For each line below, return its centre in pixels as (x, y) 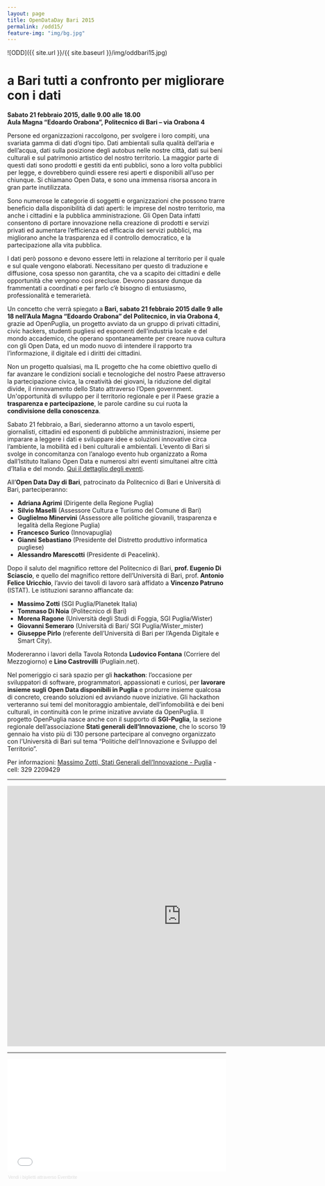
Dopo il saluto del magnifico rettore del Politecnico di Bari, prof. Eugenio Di (115, 568)
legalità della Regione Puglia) (59, 525)
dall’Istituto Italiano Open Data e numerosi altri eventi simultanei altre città (112, 461)
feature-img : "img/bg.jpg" (46, 33)
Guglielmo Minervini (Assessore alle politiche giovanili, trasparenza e (117, 518)
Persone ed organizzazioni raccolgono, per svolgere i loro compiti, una (108, 135)
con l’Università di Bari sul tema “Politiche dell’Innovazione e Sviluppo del (112, 741)
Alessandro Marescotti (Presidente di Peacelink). (88, 555)
